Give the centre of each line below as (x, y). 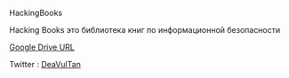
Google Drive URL (42, 47)
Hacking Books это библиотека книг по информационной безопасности (145, 30)
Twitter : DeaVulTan (45, 64)
